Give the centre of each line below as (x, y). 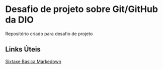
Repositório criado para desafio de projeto (49, 33)
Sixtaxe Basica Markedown (33, 61)
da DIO (20, 20)
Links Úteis (23, 49)
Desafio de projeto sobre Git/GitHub (82, 9)
